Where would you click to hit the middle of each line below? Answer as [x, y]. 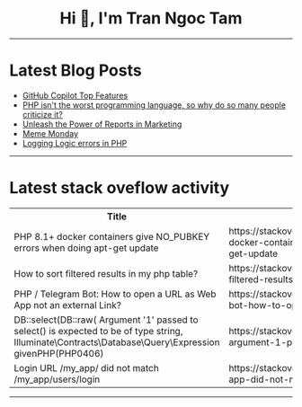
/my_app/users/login [57, 379]
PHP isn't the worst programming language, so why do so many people [154, 105]
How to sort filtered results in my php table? [106, 273]
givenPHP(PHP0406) [59, 353]
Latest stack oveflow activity [120, 188]
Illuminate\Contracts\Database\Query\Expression [117, 342]
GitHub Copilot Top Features [75, 95]
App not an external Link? [67, 305]
